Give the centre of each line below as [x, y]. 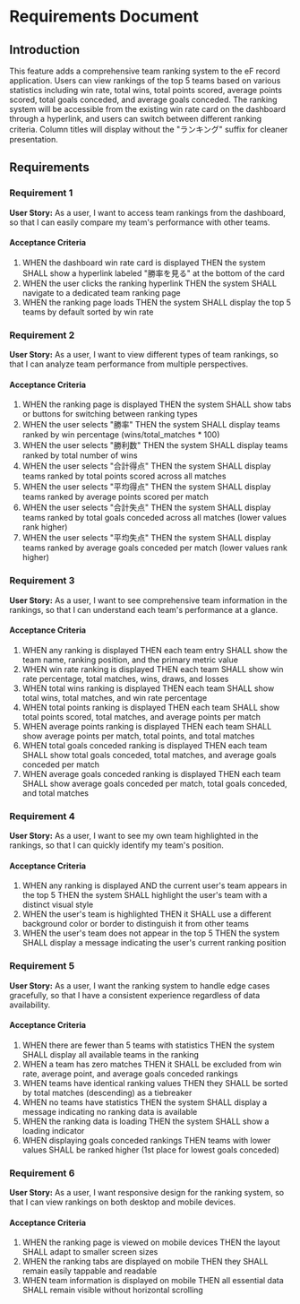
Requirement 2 [42, 335]
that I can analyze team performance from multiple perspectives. [129, 364]
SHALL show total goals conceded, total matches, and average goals [149, 755]
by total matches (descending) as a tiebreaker [107, 1092]
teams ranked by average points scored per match [115, 497]
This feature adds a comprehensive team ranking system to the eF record [145, 71]
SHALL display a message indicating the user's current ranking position [154, 943]
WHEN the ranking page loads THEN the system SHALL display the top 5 [157, 302]
